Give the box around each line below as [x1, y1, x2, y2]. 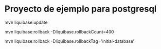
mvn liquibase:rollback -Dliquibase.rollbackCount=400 [4, 29, 114, 34]
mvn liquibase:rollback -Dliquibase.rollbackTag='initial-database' [4, 38, 135, 44]
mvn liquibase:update [4, 19, 48, 25]
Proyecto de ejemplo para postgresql [4, 3, 157, 15]
